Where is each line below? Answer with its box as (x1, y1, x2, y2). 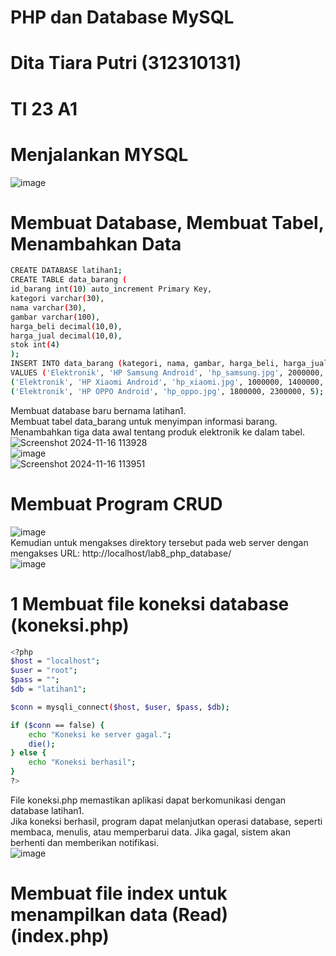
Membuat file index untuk (10, 882, 228, 905)
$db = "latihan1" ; (10, 684, 87, 695)
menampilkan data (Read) (10, 904, 229, 926)
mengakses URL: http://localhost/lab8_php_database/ (10, 547, 232, 559)
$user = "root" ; (10, 666, 78, 676)
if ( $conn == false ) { (10, 720, 105, 730)
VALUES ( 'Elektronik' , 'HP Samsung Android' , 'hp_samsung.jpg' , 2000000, (10, 368, 325, 378)
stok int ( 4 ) (10, 340, 60, 350)
